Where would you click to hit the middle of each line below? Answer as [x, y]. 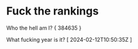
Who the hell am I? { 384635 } [44, 28]
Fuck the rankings [53, 11]
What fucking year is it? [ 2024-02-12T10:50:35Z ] [69, 39]
